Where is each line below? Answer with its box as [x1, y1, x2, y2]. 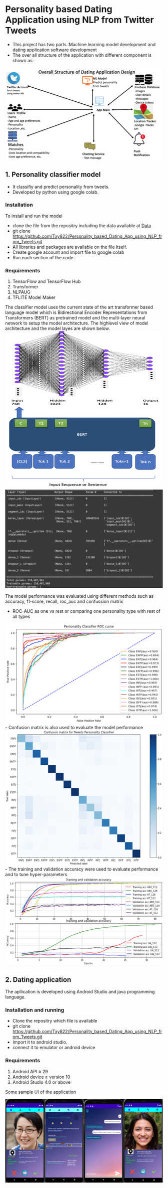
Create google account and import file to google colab [12, 249, 124, 255]
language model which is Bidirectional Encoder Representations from [5, 309, 147, 315]
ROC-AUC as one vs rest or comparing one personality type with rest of [12, 608, 161, 614]
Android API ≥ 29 [12, 1068, 48, 1074]
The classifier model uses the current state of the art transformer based [5, 304, 153, 310]
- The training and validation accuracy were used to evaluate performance [5, 866, 158, 872]
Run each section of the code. [12, 254, 75, 260]
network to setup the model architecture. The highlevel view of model [5, 320, 148, 326]
